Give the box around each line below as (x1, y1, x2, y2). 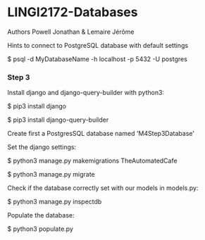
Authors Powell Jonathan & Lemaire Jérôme (7, 27, 135, 36)
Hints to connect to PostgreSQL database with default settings (7, 41, 189, 49)
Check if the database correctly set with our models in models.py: (7, 184, 199, 192)
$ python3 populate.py (7, 225, 74, 233)
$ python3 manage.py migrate (7, 170, 95, 179)
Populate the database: (7, 211, 75, 220)
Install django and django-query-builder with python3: (7, 89, 164, 97)
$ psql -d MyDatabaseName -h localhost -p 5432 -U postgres (7, 54, 188, 63)
